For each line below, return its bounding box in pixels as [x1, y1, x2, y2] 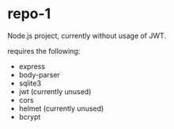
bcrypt [18, 112, 41, 121]
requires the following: [7, 46, 81, 55]
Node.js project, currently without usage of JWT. [7, 31, 167, 40]
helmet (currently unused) [18, 104, 104, 113]
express [18, 61, 45, 71]
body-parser [18, 70, 60, 79]
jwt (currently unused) [18, 86, 92, 96]
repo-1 [7, 5, 51, 23]
